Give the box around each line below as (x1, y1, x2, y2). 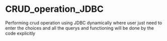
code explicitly (5, 30, 36, 36)
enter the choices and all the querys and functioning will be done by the (5, 25, 154, 31)
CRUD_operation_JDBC (5, 3, 104, 15)
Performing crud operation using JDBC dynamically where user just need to (5, 20, 162, 26)
